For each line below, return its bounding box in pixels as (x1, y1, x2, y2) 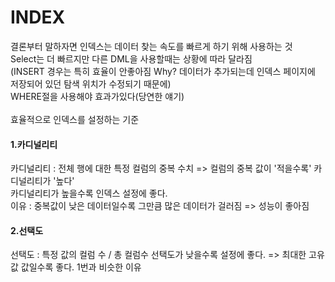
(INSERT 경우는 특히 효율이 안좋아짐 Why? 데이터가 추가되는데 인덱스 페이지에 (10, 65, 316, 77)
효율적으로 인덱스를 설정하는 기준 (10, 113, 140, 125)
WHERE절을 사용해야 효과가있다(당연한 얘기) (10, 90, 185, 102)
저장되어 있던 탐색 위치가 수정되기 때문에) (10, 77, 172, 90)
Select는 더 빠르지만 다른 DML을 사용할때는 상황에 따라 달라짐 (10, 52, 253, 65)
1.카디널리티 (10, 138, 58, 150)
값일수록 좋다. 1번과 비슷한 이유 (20, 261, 142, 273)
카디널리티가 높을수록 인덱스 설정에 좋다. (10, 187, 168, 200)
